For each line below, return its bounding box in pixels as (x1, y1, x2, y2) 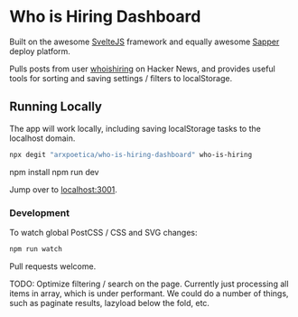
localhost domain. (9, 133, 76, 144)
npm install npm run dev (9, 166, 99, 177)
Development (9, 206, 70, 219)
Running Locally (9, 99, 102, 115)
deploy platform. (9, 45, 70, 56)
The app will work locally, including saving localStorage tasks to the (9, 123, 262, 134)
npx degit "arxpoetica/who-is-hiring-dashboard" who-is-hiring (9, 150, 253, 159)
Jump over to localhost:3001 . (9, 183, 117, 195)
